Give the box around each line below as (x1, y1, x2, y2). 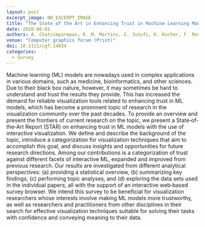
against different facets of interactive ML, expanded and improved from (6, 155, 186, 162)
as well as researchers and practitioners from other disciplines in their (6, 201, 182, 208)
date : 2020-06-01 (6, 26, 51, 32)
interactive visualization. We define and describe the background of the (6, 129, 186, 137)
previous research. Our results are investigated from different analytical (6, 162, 186, 169)
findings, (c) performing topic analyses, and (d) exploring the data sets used (6, 175, 198, 182)
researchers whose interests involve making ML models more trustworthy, (6, 194, 193, 201)
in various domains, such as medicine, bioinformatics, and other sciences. (6, 77, 193, 85)
